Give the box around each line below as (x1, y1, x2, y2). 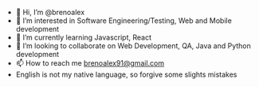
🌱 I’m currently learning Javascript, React (15, 32, 151, 42)
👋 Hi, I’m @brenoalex (15, 8, 85, 17)
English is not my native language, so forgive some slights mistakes (15, 70, 237, 79)
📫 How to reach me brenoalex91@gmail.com (15, 59, 165, 67)
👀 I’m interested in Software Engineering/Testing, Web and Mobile (15, 16, 233, 25)
